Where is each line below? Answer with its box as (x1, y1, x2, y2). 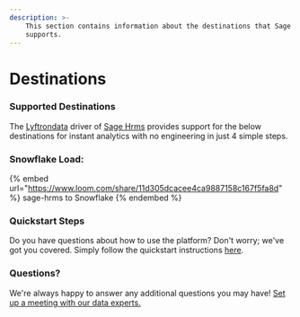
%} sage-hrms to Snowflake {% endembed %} (9, 192, 182, 203)
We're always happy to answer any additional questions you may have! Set (9, 287, 286, 298)
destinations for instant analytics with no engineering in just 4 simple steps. (9, 130, 288, 141)
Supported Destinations (9, 101, 116, 113)
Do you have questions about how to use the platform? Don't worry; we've (9, 235, 285, 246)
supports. (25, 30, 63, 39)
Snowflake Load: (9, 153, 84, 165)
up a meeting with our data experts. (9, 297, 141, 308)
